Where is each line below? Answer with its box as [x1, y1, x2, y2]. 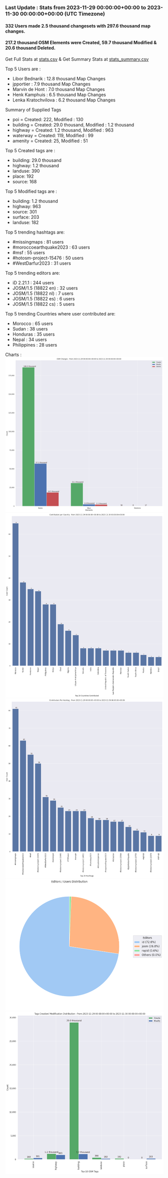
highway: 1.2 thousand [12, 162, 59, 168]
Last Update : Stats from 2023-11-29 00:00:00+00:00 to [5, 4, 146, 11]
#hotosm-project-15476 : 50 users [12, 255, 84, 261]
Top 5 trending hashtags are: [5, 229, 65, 235]
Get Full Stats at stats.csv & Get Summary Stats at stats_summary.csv [5, 56, 149, 62]
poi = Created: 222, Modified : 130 [12, 116, 84, 122]
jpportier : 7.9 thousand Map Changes [12, 81, 91, 87]
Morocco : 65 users [12, 320, 53, 327]
